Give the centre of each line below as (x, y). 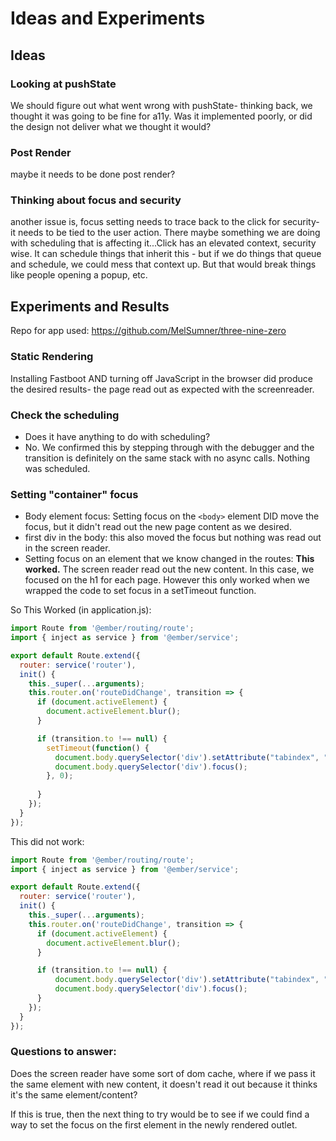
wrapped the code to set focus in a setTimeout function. (140, 591)
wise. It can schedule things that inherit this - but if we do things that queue (166, 254)
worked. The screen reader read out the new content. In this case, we (169, 569)
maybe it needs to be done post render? (93, 174)
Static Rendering (52, 357)
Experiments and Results (90, 306)
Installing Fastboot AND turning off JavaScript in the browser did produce (161, 378)
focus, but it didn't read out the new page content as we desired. (158, 527)
